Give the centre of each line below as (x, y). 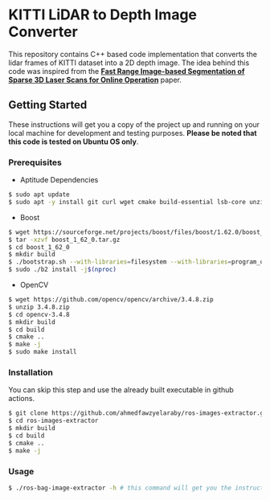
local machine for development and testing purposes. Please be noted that (133, 133)
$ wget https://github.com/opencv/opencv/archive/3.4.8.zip (111, 300)
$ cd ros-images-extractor (53, 421)
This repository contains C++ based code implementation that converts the (133, 54)
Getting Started (48, 105)
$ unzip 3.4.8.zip (39, 307)
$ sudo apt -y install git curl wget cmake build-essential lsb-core (127, 202)
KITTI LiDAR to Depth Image (103, 15)
